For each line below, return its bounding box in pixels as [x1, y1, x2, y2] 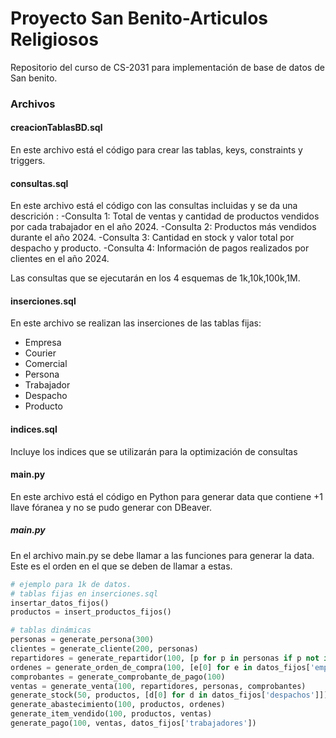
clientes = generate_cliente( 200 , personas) [10, 644, 199, 654]
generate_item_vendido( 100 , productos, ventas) [10, 709, 213, 719]
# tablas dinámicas [10, 625, 92, 636]
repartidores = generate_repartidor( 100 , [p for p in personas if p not [10, 653, 320, 663]
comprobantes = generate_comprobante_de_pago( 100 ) [10, 672, 226, 682]
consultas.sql [10, 177, 69, 189]
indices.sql [10, 423, 58, 436]
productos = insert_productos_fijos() [10, 607, 172, 617]
